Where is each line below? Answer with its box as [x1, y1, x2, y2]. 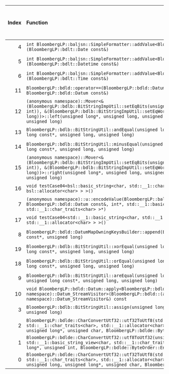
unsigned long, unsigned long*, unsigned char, [26, 362, 142, 367]
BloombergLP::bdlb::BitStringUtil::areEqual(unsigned [26, 273, 158, 278]
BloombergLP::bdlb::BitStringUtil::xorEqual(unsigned [26, 244, 158, 249]
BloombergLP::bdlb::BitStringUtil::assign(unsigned [26, 304, 153, 310]
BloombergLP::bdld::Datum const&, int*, [26, 202, 125, 207]
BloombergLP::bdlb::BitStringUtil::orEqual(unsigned [26, 258, 155, 264]
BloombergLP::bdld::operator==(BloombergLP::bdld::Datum [26, 85, 165, 90]
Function [26, 19, 48, 26]
